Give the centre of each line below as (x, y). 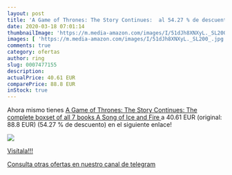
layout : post (26, 13)
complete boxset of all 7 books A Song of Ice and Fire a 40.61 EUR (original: (115, 117)
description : (26, 71)
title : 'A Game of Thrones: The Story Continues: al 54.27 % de (103, 20)
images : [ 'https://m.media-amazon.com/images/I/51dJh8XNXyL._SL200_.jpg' (117, 39)
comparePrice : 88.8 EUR (41, 84)
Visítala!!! (20, 151)
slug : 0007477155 (32, 65)
